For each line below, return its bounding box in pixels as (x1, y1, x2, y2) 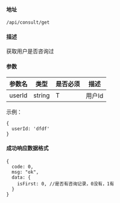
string (33, 91, 50, 100)
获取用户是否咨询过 (6, 47, 54, 55)
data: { (11, 174, 31, 181)
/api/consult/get (6, 19, 50, 26)
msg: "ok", (11, 169, 39, 175)
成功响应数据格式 (6, 145, 49, 152)
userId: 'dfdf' (11, 125, 50, 132)
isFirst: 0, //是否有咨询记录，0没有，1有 (17, 181, 115, 187)
